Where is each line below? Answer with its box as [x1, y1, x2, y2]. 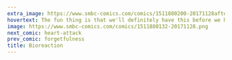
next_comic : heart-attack [7, 29, 81, 37]
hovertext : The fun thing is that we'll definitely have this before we [7, 17, 221, 23]
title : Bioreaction [7, 42, 64, 49]
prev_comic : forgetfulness [7, 36, 85, 43]
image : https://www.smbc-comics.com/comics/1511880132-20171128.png [7, 23, 209, 30]
